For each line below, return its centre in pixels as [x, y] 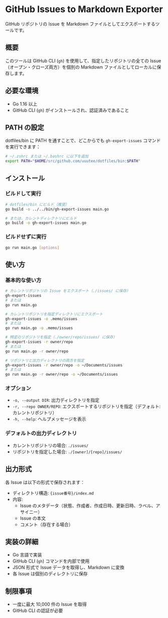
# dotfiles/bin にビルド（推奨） [37, 204]
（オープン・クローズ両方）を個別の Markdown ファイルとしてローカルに [81, 67]
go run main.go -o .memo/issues [39, 328]
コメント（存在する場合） [47, 524]
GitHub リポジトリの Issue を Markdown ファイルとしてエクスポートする [80, 24]
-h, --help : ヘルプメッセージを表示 [49, 419]
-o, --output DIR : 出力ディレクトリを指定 [56, 400]
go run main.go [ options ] [32, 248]
